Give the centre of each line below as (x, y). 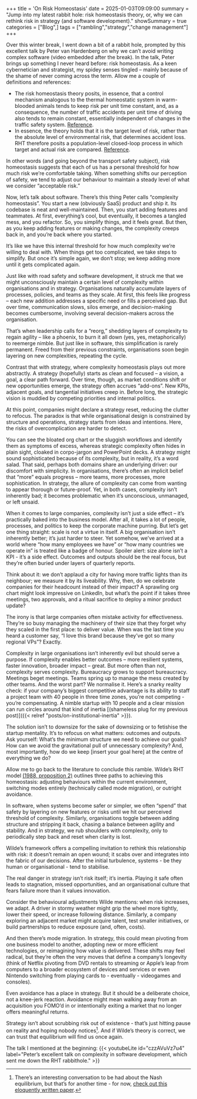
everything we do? (28, 758)
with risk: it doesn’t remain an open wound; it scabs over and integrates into (98, 854)
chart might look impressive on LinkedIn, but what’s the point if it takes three (98, 593)
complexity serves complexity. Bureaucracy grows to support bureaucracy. (97, 672)
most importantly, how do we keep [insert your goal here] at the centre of (95, 752)
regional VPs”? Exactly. (34, 642)
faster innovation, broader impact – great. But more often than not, (86, 666)
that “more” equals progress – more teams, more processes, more (86, 477)
